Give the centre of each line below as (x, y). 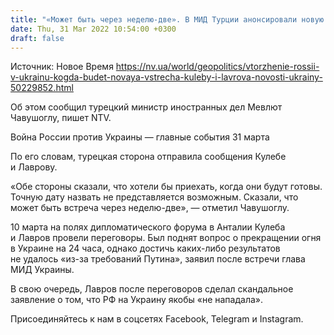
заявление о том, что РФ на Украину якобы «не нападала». (137, 300)
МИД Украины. (42, 270)
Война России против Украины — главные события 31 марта (140, 137)
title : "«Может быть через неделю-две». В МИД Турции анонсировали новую (167, 19)
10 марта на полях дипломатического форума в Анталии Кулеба (148, 227)
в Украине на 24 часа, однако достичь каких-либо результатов (145, 248)
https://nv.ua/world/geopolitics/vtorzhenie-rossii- (217, 67)
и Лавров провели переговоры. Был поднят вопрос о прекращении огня (166, 238)
